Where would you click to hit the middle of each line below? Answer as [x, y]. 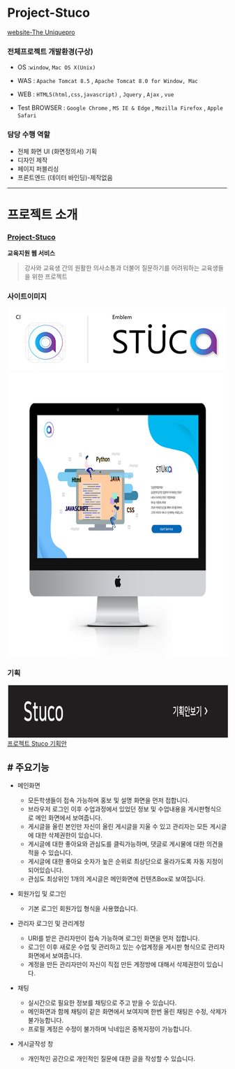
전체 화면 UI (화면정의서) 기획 [57, 151]
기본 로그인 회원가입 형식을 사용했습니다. [83, 908]
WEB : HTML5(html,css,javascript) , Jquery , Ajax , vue [96, 94]
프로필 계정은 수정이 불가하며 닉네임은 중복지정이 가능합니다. [110, 1029]
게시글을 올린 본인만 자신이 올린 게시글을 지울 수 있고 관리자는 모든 [118, 827]
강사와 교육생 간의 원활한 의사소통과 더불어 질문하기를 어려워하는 [112, 268]
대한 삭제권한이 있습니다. [69, 835]
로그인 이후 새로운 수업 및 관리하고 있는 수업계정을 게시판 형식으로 [117, 947]
